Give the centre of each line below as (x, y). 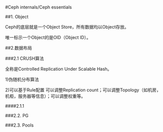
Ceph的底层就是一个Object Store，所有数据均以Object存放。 (67, 27)
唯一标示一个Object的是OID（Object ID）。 (48, 37)
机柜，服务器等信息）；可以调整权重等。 (45, 96)
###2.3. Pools (19, 125)
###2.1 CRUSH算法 (25, 58)
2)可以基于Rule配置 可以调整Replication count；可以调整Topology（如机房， (83, 90)
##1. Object (17, 17)
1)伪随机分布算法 (22, 79)
